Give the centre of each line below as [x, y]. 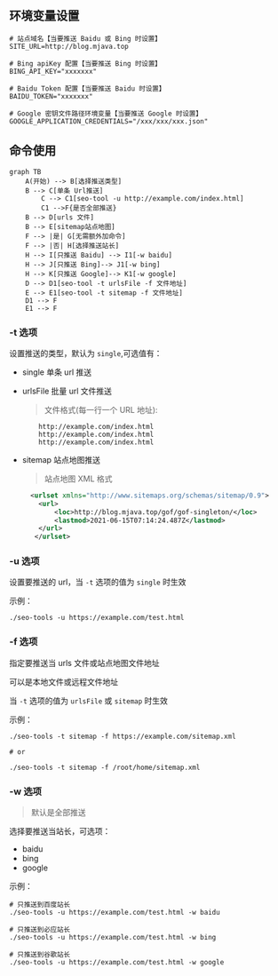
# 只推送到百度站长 [40, 905]
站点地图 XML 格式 [78, 479]
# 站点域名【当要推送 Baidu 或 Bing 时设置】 [85, 38]
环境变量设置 [44, 16]
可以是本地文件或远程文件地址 [64, 681]
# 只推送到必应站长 [40, 930]
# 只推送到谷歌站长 [40, 955]
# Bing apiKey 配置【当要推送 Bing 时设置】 [85, 63]
